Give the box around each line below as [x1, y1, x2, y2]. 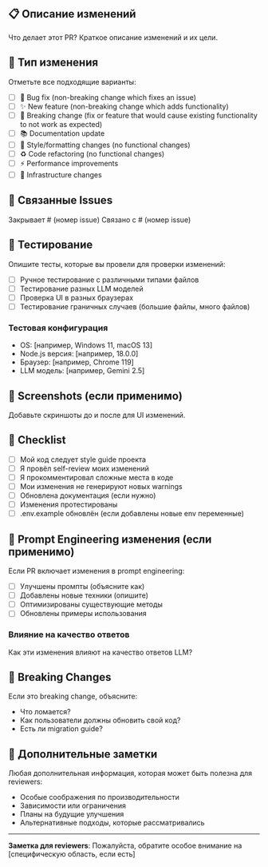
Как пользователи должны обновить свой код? [19, 715, 181, 726]
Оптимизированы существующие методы [19, 599, 164, 610]
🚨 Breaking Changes [8, 670, 112, 684]
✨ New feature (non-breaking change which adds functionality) [19, 101, 229, 111]
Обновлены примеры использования [19, 609, 148, 618]
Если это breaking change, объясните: [8, 691, 138, 702]
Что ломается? [19, 707, 71, 717]
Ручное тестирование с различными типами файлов [19, 275, 199, 284]
